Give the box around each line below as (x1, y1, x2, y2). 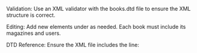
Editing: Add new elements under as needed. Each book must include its (6, 23, 186, 30)
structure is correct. (6, 11, 55, 19)
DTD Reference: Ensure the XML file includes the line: (6, 42, 140, 48)
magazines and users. (6, 30, 61, 37)
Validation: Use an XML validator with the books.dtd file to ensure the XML (6, 5, 191, 12)
